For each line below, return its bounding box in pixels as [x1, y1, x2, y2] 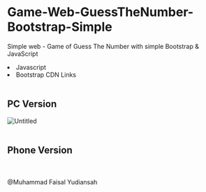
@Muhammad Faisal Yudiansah [7, 177, 98, 186]
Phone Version [7, 145, 73, 156]
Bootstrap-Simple [7, 19, 113, 35]
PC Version [7, 98, 57, 110]
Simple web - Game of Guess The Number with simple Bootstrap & [7, 42, 199, 50]
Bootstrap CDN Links [16, 71, 77, 79]
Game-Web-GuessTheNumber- [7, 4, 194, 20]
